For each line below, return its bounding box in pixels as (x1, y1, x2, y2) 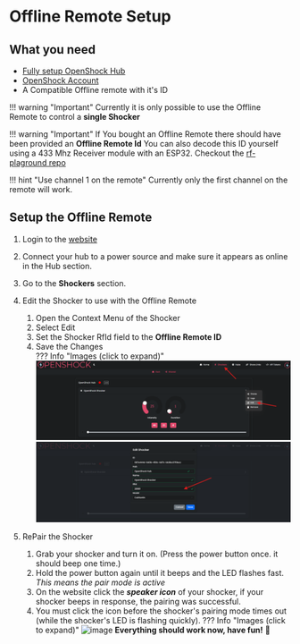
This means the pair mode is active (35, 577, 166, 588)
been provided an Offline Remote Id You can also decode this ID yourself (9, 139, 279, 148)
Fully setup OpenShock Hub (21, 65, 126, 76)
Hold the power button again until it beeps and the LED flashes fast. (35, 567, 284, 578)
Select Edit (35, 322, 76, 333)
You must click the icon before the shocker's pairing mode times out (35, 606, 287, 616)
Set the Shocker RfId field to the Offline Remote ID (35, 331, 222, 342)
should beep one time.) (35, 557, 121, 569)
